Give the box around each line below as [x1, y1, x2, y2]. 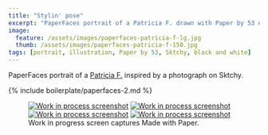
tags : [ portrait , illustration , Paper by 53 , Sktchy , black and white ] [8, 48, 251, 56]
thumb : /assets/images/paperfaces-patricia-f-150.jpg [15, 41, 198, 49]
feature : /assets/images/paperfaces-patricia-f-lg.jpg [15, 33, 202, 42]
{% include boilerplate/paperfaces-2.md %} [8, 86, 153, 95]
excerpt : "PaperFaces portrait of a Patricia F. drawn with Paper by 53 [8, 19, 255, 27]
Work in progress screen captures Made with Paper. [28, 118, 199, 127]
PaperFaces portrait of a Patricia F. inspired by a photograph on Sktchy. [8, 71, 244, 79]
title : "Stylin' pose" [8, 11, 84, 20]
